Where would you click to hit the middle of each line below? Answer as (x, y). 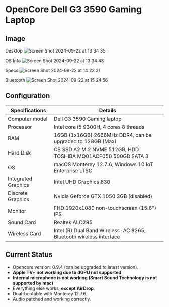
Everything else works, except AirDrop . (54, 288)
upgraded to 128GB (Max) (85, 141)
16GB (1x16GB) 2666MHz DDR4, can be (103, 135)
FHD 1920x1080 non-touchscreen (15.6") (105, 208)
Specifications (28, 110)
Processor (20, 127)
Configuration (28, 96)
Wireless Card (24, 233)
